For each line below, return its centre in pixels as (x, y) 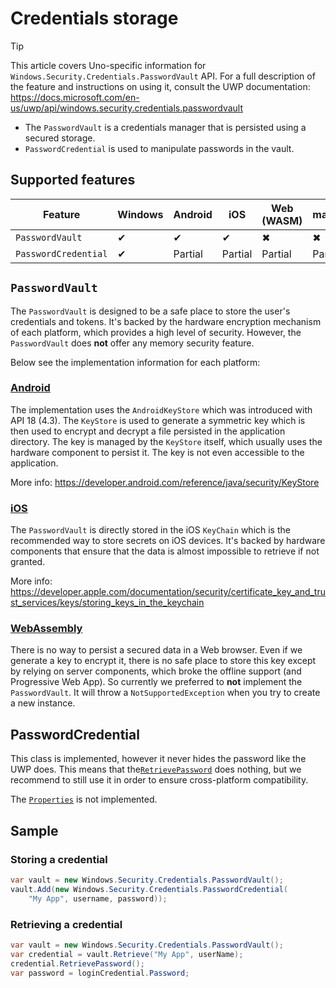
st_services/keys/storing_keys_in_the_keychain (107, 603)
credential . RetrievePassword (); (77, 963)
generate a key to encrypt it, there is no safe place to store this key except (163, 661)
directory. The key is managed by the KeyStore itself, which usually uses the (166, 441)
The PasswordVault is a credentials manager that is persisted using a (165, 127)
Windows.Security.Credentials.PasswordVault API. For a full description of (163, 76)
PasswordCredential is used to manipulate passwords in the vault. (159, 148)
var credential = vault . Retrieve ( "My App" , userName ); (127, 954)
